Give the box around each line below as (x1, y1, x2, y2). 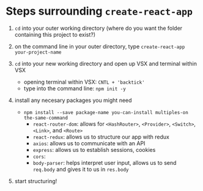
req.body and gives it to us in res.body (32, 165, 129, 173)
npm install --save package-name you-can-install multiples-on (23, 109, 189, 115)
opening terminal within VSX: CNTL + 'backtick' (23, 78, 145, 85)
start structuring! (14, 177, 57, 184)
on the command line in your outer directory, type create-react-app (14, 43, 185, 50)
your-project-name (14, 49, 62, 56)
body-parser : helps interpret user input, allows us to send (32, 159, 177, 166)
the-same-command (23, 115, 68, 121)
